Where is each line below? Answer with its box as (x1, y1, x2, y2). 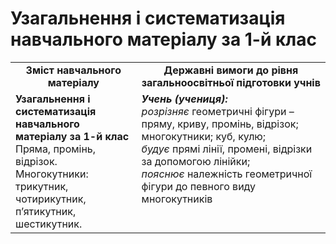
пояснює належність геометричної (141, 167, 313, 181)
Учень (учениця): (141, 92, 228, 106)
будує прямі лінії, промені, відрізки (141, 142, 313, 156)
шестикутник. (15, 217, 83, 231)
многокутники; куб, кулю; (141, 129, 267, 143)
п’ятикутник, (15, 204, 77, 218)
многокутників (141, 192, 213, 206)
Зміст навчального (25, 63, 122, 77)
